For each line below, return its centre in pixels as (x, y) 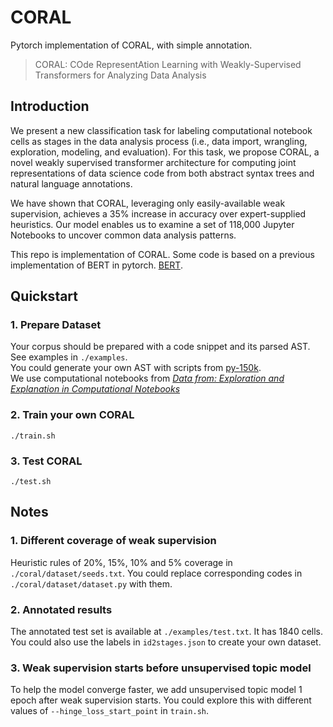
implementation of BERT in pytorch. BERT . (96, 265)
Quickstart (44, 296)
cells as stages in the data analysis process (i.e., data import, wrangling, (159, 141)
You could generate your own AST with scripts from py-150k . (136, 368)
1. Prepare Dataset (56, 325)
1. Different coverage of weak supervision (113, 541)
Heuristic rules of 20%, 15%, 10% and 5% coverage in (121, 562)
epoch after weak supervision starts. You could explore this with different (161, 700)
